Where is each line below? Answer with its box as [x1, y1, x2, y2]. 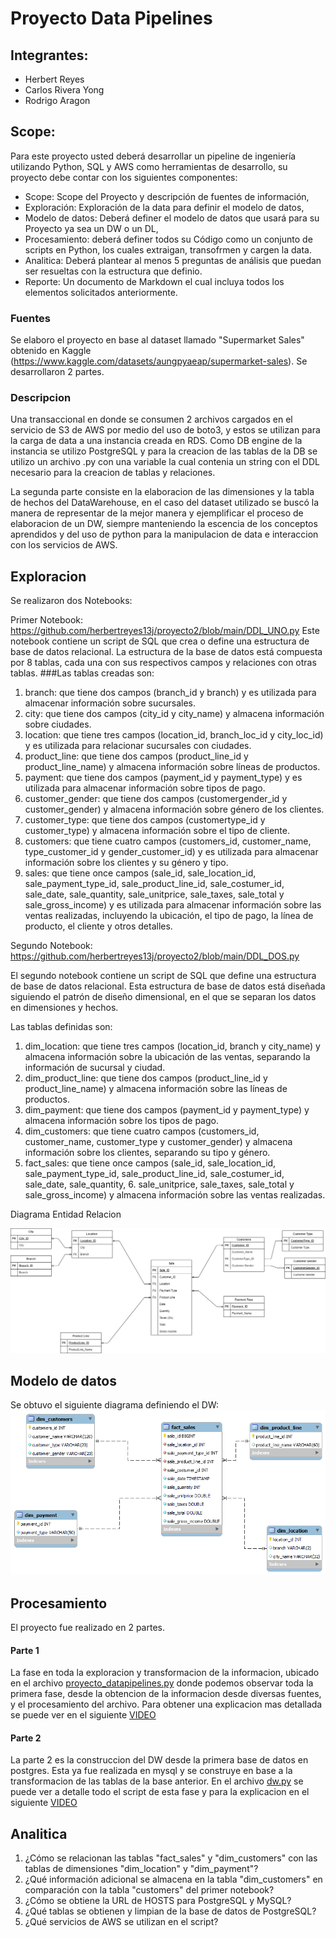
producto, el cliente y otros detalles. [24, 920, 173, 932]
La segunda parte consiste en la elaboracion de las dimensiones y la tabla [10, 486, 315, 498]
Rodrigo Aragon [24, 95, 91, 106]
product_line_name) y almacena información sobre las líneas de [24, 1083, 288, 1095]
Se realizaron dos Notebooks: [10, 595, 133, 607]
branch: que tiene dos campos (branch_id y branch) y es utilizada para [24, 687, 317, 699]
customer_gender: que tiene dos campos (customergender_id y [24, 793, 288, 805]
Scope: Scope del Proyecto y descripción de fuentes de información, [24, 190, 310, 202]
